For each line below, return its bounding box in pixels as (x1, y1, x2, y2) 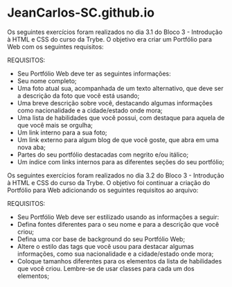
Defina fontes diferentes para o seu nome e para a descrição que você (17, 220, 220, 228)
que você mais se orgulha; (17, 121, 93, 129)
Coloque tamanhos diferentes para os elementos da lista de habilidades (17, 256, 222, 265)
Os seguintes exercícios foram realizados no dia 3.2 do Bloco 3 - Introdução (7, 171, 224, 180)
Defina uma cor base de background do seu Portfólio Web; (17, 234, 186, 243)
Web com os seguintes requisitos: (7, 42, 104, 51)
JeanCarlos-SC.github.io (7, 5, 154, 21)
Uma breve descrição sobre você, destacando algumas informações (17, 98, 213, 107)
